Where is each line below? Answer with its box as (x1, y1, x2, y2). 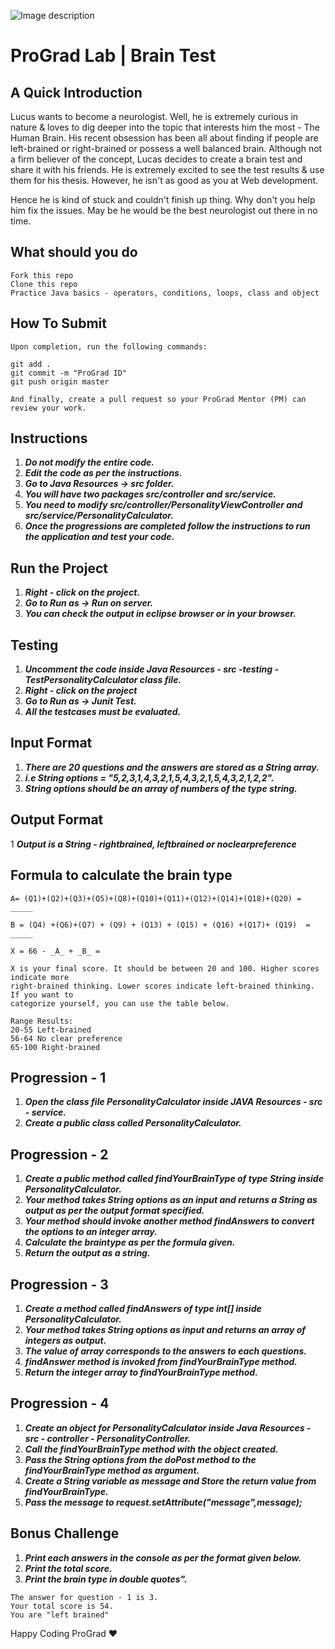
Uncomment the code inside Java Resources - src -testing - (24, 663, 279, 675)
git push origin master (10, 376, 110, 387)
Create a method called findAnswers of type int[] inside (24, 1302, 262, 1314)
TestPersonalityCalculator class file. (24, 674, 182, 686)
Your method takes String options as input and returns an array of (24, 1323, 307, 1335)
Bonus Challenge (10, 1525, 120, 1542)
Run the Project (10, 560, 108, 577)
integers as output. (24, 1334, 107, 1346)
